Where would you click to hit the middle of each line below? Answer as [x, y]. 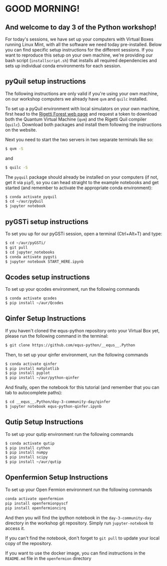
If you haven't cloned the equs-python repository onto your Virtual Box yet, [82, 330]
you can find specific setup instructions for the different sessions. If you [79, 50]
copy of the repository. [29, 543]
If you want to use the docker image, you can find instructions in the [75, 553]
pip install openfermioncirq [35, 508]
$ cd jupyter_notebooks [30, 252]
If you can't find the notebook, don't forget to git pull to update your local [82, 538]
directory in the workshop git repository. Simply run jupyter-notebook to [79, 523]
